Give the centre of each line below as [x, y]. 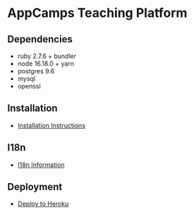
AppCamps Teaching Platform [97, 13]
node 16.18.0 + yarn [46, 64]
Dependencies [40, 39]
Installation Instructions [51, 125]
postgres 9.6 [36, 71]
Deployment [35, 187]
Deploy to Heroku [43, 204]
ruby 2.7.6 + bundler [47, 56]
